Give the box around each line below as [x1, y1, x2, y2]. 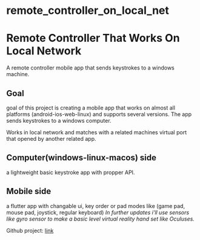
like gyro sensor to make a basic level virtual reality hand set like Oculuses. [6, 215, 195, 222]
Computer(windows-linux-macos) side [6, 152, 156, 163]
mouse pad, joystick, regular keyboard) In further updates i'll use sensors [6, 209, 190, 216]
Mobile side [6, 186, 52, 196]
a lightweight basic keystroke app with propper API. [6, 169, 135, 176]
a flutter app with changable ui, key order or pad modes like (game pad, [6, 202, 185, 209]
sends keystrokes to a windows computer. [6, 117, 112, 124]
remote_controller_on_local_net [6, 4, 170, 18]
